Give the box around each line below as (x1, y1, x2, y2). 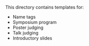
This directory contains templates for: (5, 4, 84, 10)
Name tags (12, 14, 36, 19)
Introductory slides (12, 35, 52, 41)
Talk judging (12, 30, 39, 35)
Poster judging (12, 24, 44, 30)
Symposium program (12, 19, 57, 25)
